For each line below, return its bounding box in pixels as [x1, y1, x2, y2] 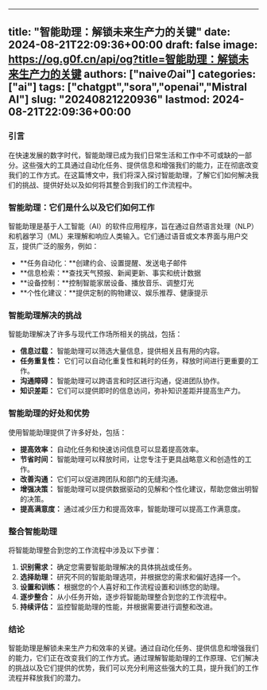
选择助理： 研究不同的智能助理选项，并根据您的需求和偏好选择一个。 [19, 572, 245, 581]
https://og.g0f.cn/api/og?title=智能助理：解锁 [8, 52, 238, 66]
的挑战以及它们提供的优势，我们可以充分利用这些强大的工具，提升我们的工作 [8, 663, 259, 673]
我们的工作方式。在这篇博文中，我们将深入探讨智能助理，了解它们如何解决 [8, 170, 252, 180]
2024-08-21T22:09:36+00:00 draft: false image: [8, 38, 258, 52]
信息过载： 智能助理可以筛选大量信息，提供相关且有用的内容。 [19, 347, 224, 356]
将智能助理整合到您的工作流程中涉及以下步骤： [8, 545, 161, 555]
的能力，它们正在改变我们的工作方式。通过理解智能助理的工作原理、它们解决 [8, 653, 259, 663]
